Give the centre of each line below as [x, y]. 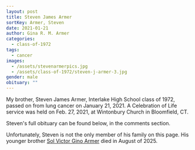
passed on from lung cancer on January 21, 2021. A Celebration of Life [92, 106]
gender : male [22, 77]
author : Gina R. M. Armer [38, 34]
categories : [21, 39]
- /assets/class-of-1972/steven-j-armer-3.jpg [69, 72]
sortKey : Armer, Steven [35, 22]
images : [16, 61]
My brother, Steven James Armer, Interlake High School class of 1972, [90, 99]
